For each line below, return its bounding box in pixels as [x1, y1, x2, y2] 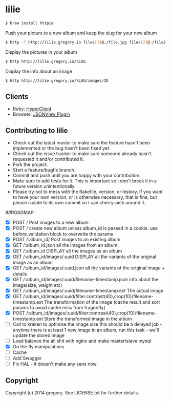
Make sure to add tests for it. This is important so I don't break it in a [12, 178, 157, 184]
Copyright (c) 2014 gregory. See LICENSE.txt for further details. [5, 389, 139, 395]
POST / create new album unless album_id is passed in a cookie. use [12, 225, 158, 231]
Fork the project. [12, 161, 48, 167]
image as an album [12, 260, 53, 266]
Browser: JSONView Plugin [12, 111, 70, 117]
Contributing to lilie [5, 126, 68, 135]
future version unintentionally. [12, 183, 76, 189]
